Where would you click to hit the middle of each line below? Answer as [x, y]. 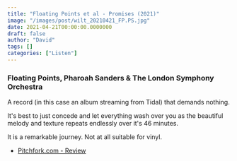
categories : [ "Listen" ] [42, 54]
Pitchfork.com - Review [52, 151]
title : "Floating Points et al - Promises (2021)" [83, 14]
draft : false [27, 34]
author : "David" [31, 40]
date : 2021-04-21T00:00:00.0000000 [60, 27]
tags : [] [20, 47]
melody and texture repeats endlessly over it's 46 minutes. [93, 124]
